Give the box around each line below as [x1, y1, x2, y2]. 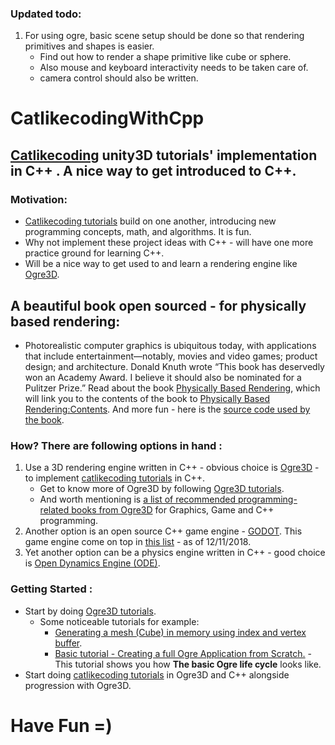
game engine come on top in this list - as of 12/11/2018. [24, 536, 252, 548]
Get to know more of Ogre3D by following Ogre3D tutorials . [39, 483, 285, 495]
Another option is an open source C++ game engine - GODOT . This [24, 525, 303, 537]
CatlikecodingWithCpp [10, 107, 205, 130]
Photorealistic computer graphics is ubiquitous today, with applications [24, 339, 317, 351]
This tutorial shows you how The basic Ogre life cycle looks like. [54, 658, 322, 670]
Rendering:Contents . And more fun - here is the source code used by [24, 403, 311, 415]
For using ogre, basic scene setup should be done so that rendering [24, 30, 305, 42]
